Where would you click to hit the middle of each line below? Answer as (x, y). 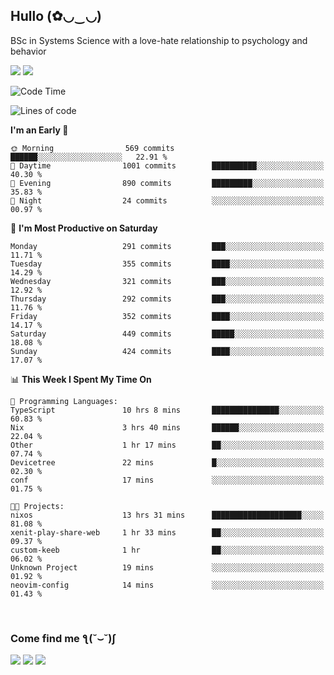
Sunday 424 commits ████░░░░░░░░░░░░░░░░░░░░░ (167, 351)
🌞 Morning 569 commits (92, 148)
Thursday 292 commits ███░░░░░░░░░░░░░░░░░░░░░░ (167, 299)
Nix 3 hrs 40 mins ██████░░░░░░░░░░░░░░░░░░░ (167, 427)
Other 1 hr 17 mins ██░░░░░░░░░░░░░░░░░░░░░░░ (167, 445)
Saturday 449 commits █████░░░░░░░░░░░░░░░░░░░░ (167, 334)
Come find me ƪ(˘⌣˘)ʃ (63, 638)
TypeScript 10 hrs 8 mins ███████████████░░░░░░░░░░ (167, 410)
